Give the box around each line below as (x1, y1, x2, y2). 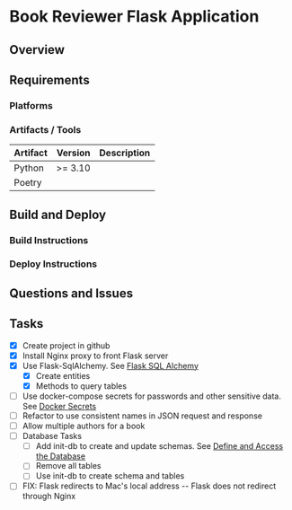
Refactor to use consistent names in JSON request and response (22, 410, 263, 421)
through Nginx (22, 491, 76, 502)
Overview (9, 42, 66, 57)
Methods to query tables (35, 380, 128, 391)
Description (99, 146, 151, 159)
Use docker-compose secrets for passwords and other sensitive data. (22, 391, 281, 401)
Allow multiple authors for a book (22, 420, 146, 432)
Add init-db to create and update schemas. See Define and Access (35, 441, 284, 452)
